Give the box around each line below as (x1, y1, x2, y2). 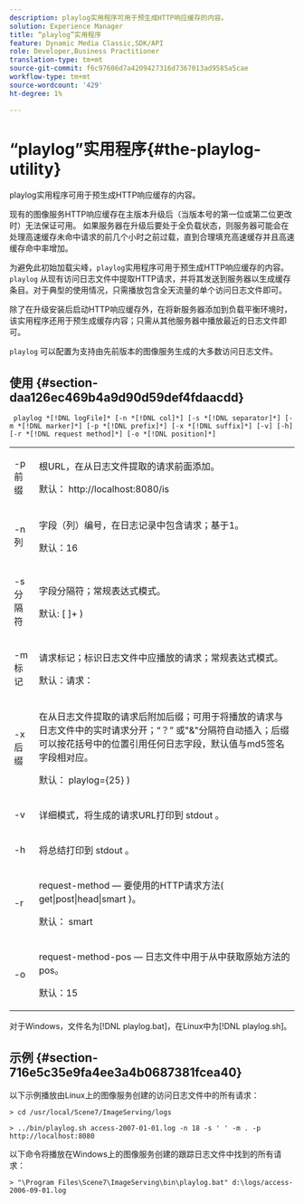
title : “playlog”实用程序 (9, 30, 102, 39)
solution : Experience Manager (9, 22, 124, 31)
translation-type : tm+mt (9, 55, 103, 64)
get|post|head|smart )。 (38, 893, 142, 906)
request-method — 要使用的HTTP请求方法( (38, 880, 224, 892)
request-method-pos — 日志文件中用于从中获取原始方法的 (38, 950, 290, 963)
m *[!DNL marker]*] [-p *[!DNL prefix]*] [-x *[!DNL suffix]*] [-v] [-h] (9, 422, 294, 431)
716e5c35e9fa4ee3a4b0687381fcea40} (9, 1064, 242, 1080)
